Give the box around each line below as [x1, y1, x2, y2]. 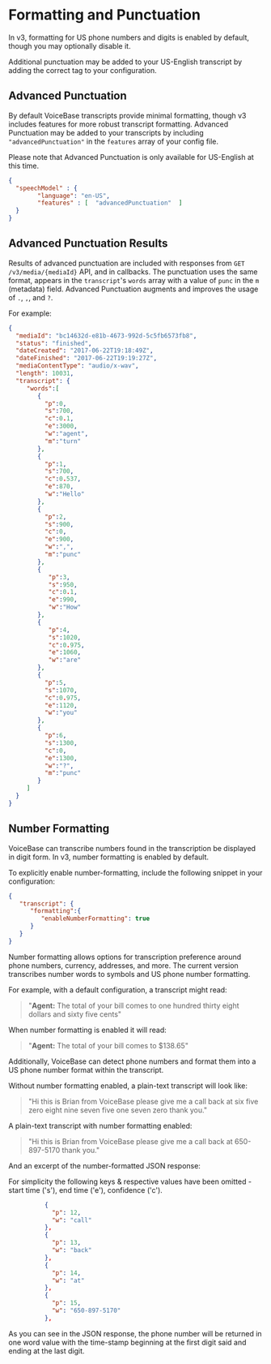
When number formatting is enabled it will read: [8, 1025, 167, 1035]
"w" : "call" [51, 1216, 92, 1224]
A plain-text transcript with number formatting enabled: [8, 1121, 193, 1130]
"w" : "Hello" [44, 490, 85, 498]
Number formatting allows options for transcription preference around [8, 952, 242, 962]
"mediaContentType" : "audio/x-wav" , [15, 362, 139, 370]
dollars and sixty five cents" [28, 1009, 122, 1019]
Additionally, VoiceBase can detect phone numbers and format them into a [8, 1056, 256, 1066]
